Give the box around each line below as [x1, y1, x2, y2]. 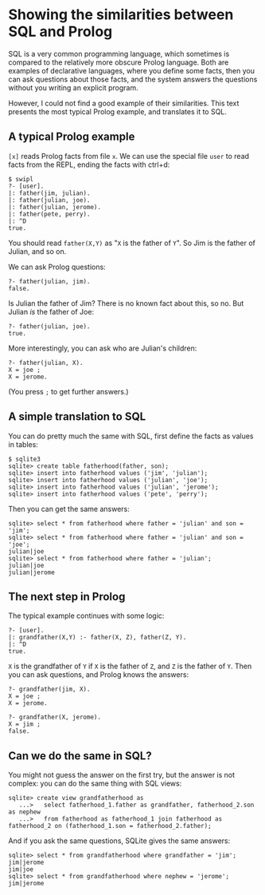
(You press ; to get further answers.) [8, 386, 129, 396]
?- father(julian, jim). [8, 277, 91, 285]
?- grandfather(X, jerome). [8, 713, 102, 722]
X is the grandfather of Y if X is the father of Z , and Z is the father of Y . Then [8, 661, 252, 671]
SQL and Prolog [8, 22, 113, 41]
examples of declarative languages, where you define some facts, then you [8, 65, 255, 75]
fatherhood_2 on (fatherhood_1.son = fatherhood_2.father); [8, 822, 212, 830]
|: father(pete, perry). [8, 210, 91, 218]
